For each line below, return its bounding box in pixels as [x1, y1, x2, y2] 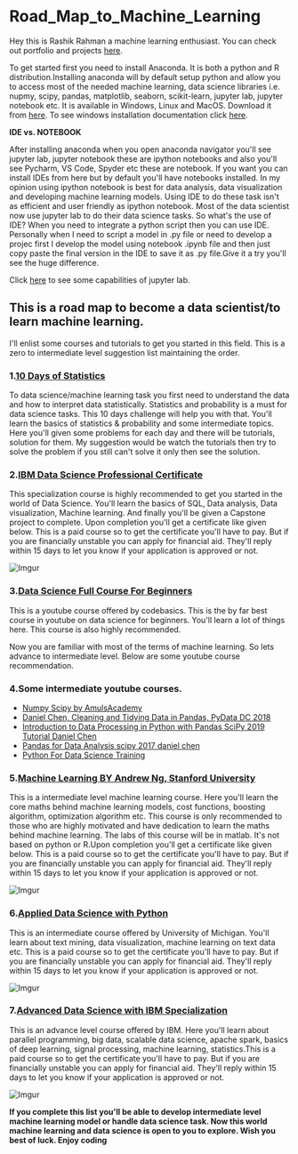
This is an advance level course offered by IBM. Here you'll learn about [9, 1024, 270, 1035]
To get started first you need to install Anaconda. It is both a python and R [9, 62, 280, 73]
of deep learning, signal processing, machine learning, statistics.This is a [9, 1043, 276, 1054]
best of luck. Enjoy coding [9, 1134, 108, 1145]
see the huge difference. [9, 257, 100, 268]
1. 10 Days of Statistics [9, 369, 106, 381]
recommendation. [9, 660, 74, 670]
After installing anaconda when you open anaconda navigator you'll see [9, 144, 271, 155]
